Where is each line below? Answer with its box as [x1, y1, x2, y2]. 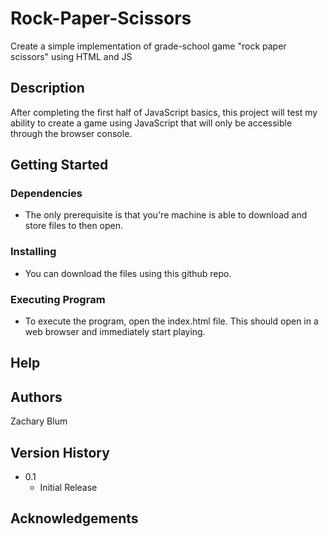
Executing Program [10, 292, 106, 306]
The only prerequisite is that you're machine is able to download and [24, 209, 308, 221]
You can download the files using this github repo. [24, 267, 232, 279]
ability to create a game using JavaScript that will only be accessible [10, 117, 293, 129]
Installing [10, 245, 57, 259]
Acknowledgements [10, 510, 139, 527]
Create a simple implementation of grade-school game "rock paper [10, 40, 287, 52]
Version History [10, 444, 110, 461]
